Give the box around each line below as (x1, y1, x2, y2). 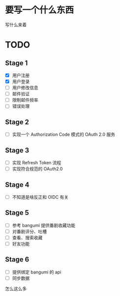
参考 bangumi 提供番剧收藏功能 (12, 222, 76, 228)
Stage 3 (5, 146, 29, 154)
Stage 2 (5, 118, 29, 126)
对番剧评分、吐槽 (12, 228, 47, 234)
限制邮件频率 (12, 97, 38, 103)
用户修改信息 (12, 85, 38, 91)
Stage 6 (5, 255, 29, 264)
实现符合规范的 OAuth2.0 (12, 166, 63, 172)
